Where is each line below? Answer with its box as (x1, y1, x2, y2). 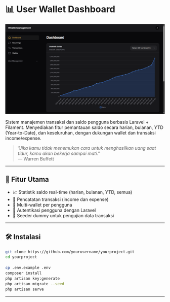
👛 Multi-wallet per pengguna (12, 202, 72, 208)
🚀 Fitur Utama (5, 175, 49, 184)
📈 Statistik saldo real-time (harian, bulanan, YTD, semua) (12, 189, 133, 195)
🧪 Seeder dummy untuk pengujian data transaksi (12, 212, 114, 218)
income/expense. (5, 135, 41, 141)
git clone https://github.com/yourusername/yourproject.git (5, 249, 135, 254)
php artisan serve (5, 287, 44, 292)
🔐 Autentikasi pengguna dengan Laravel (12, 207, 96, 213)
